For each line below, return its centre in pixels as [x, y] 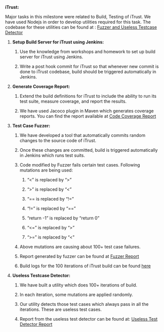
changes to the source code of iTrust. [58, 141]
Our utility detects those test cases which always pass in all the [84, 304]
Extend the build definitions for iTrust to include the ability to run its [88, 96]
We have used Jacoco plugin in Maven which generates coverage [87, 111]
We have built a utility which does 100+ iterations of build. [78, 285]
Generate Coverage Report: [41, 86]
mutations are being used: [46, 170]
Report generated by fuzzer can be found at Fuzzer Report [79, 256]
